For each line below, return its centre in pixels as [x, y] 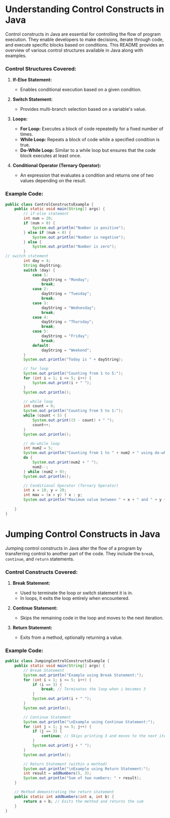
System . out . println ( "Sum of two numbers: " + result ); [82, 778]
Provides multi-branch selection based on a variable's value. [83, 109]
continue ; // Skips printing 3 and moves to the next [99, 736]
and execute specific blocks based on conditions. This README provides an [85, 45]
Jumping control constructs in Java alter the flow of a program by [74, 548]
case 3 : [40, 303]
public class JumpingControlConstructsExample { [57, 661]
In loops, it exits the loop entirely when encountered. [75, 598]
